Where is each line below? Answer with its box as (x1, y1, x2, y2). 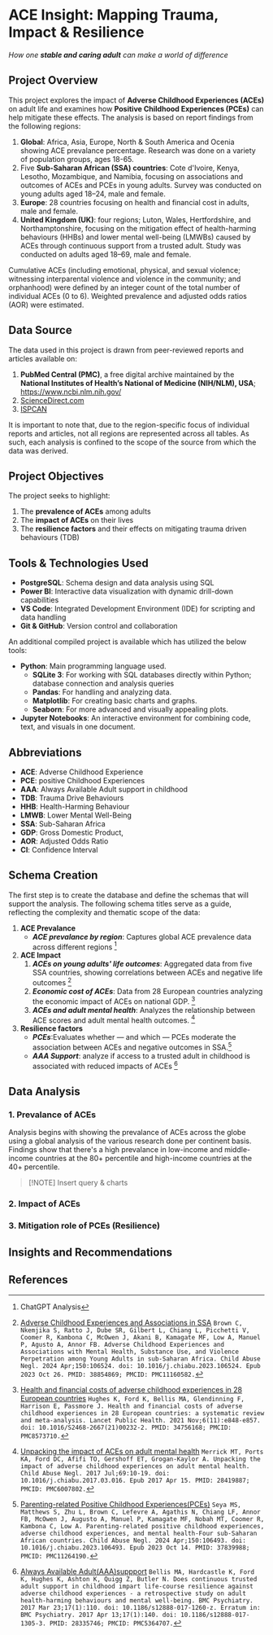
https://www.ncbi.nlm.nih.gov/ (19, 387, 122, 397)
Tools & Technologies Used (8, 556, 149, 570)
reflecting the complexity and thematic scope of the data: (8, 907, 201, 917)
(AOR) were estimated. (8, 300, 84, 309)
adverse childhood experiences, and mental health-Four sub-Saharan (19, 1529, 258, 1538)
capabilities (19, 595, 59, 605)
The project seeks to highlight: (8, 491, 110, 501)
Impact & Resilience (8, 23, 145, 42)
